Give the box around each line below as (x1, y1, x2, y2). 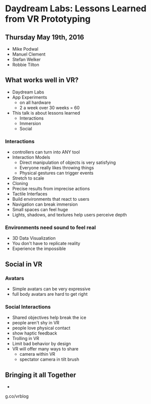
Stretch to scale (12, 175, 44, 181)
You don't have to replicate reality (12, 241, 80, 247)
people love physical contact (12, 325, 71, 331)
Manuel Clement (12, 51, 46, 57)
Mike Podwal (12, 46, 38, 52)
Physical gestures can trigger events (19, 170, 94, 176)
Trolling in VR (12, 336, 39, 342)
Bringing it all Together (5, 371, 76, 379)
